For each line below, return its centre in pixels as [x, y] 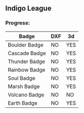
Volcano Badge [26, 95]
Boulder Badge [26, 44]
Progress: [18, 23]
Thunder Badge [26, 61]
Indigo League [29, 8]
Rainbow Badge [27, 70]
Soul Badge [22, 78]
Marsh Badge [24, 86]
